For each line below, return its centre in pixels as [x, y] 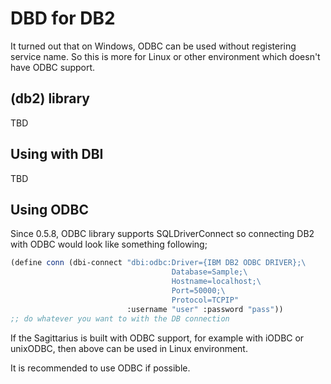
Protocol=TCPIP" [205, 300]
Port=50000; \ [198, 291]
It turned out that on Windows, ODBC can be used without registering [153, 46]
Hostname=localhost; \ [216, 282]
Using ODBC [49, 209]
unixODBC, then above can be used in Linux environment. [129, 348]
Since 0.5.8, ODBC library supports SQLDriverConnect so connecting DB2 [162, 234]
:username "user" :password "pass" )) [205, 309]
